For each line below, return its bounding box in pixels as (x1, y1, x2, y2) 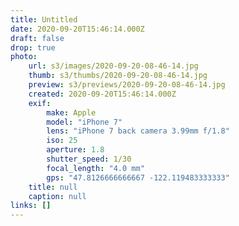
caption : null (28, 191, 87, 201)
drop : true (10, 42, 56, 53)
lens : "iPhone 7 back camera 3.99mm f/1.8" (46, 126, 230, 136)
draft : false (10, 33, 65, 43)
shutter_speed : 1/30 (46, 154, 132, 164)
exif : (28, 98, 52, 108)
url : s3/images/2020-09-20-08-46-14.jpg (28, 61, 199, 71)
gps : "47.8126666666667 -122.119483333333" (46, 172, 230, 183)
